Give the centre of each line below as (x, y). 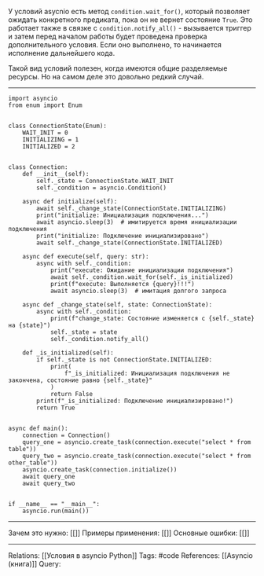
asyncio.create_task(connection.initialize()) (100, 470)
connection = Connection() (66, 435)
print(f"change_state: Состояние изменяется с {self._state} (152, 318)
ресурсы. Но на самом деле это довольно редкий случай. (106, 77)
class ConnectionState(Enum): (58, 126)
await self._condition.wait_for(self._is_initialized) (142, 277)
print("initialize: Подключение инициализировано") (123, 236)
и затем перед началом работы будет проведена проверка (108, 36)
